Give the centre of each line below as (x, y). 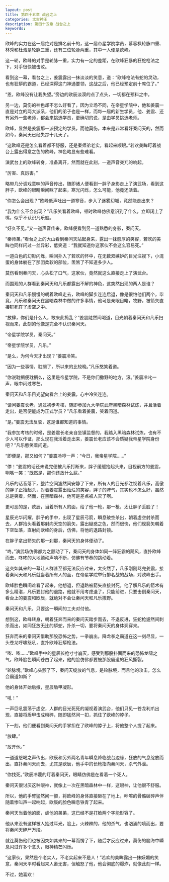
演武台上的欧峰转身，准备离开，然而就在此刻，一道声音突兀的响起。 (76, 162)
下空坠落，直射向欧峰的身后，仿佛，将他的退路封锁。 (60, 530)
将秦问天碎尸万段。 (25, 830)
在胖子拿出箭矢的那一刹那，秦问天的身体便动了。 (56, 541)
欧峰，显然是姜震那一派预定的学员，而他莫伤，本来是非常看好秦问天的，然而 (84, 128)
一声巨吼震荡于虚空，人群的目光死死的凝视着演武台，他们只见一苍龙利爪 (80, 709)
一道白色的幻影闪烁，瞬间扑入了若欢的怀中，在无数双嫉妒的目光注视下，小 (82, 256)
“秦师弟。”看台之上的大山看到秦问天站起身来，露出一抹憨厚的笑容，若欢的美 (83, 239)
